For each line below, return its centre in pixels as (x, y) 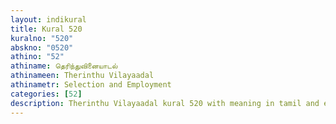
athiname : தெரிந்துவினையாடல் (64, 66)
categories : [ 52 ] (46, 94)
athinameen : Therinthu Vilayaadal (82, 76)
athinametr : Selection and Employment (91, 85)
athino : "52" (37, 57)
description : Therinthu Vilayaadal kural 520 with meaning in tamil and (165, 103)
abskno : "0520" (42, 47)
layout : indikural (48, 19)
